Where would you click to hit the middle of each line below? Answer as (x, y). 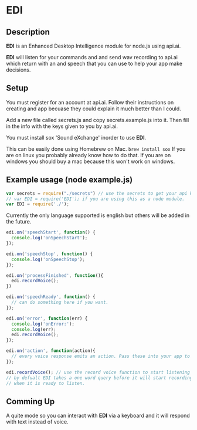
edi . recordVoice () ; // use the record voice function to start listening (98, 372)
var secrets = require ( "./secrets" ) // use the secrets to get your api (97, 193)
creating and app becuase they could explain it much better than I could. (94, 109)
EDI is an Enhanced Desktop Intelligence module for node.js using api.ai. (94, 46)
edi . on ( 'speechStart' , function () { (51, 232)
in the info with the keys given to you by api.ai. (62, 126)
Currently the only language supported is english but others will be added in (98, 215)
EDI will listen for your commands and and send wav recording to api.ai (92, 57)
